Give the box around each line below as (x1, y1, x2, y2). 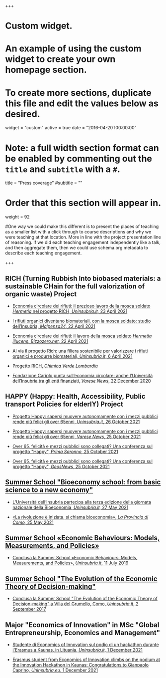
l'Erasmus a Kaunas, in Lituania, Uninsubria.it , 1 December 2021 (12, 647, 143, 653)
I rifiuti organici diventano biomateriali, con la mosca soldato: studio (12, 318, 151, 324)
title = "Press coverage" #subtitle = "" (5, 180, 83, 186)
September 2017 (12, 606, 46, 612)
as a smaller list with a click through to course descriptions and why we (5, 229, 152, 235)
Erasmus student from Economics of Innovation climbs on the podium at (12, 657, 161, 663)
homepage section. (5, 64, 87, 75)
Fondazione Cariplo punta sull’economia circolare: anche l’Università (12, 373, 153, 378)
